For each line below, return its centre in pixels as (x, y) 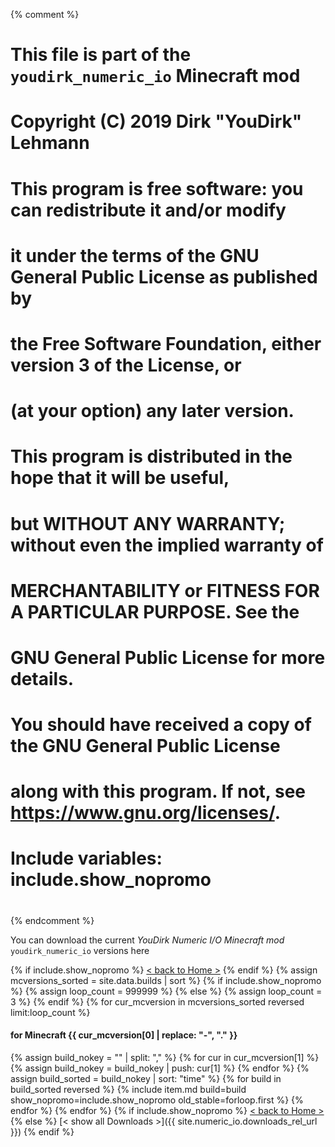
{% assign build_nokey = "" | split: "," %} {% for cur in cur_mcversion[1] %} (165, 1057)
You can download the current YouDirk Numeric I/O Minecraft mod (147, 940)
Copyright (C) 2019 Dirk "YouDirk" (156, 121)
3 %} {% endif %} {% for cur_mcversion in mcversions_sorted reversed (157, 1001)
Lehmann (50, 143)
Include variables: (86, 858)
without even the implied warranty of (167, 545)
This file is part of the (101, 55)
